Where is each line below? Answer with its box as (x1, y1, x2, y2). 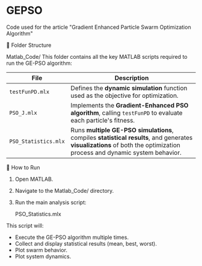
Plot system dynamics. (14, 253, 72, 260)
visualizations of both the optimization (70, 141, 180, 149)
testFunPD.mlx (9, 88, 50, 95)
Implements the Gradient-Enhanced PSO (70, 101, 189, 109)
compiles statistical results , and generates (70, 133, 193, 142)
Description (114, 73, 149, 82)
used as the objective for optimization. (70, 91, 179, 100)
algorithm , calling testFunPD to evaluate (70, 109, 183, 117)
